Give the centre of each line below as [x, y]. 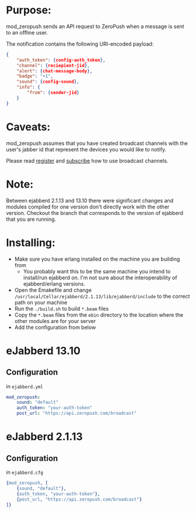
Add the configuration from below [55, 327]
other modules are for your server [55, 321]
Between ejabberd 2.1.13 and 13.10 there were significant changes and [90, 200]
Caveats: [28, 127]
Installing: [31, 242]
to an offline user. [27, 32]
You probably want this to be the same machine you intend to [97, 271]
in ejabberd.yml [25, 386]
